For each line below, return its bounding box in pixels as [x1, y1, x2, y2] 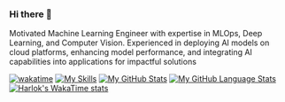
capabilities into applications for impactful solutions [9, 57, 197, 67]
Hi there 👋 [9, 8, 53, 20]
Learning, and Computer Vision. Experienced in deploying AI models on [9, 37, 270, 48]
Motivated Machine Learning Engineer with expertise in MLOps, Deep [9, 28, 263, 39]
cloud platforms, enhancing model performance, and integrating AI [9, 47, 252, 58]
